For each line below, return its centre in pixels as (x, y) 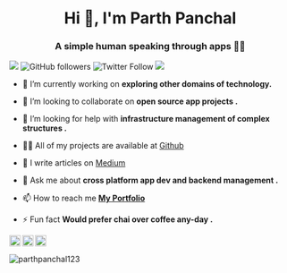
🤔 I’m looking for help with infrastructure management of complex (146, 119)
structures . (44, 128)
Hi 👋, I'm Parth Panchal (150, 18)
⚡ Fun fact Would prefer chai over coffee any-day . (117, 219)
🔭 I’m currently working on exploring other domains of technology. (147, 84)
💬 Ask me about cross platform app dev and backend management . (150, 180)
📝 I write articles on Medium (74, 163)
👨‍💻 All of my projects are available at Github (103, 146)
